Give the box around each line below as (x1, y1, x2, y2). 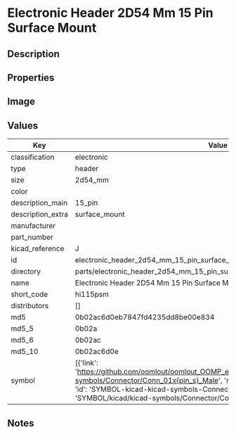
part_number (11, 232, 54, 242)
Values (7, 120, 39, 132)
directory (11, 267, 41, 276)
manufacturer (11, 221, 56, 231)
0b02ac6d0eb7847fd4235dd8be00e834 (74, 312, 215, 322)
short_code (11, 290, 48, 300)
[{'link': (74, 358, 98, 368)
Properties (7, 72, 55, 84)
